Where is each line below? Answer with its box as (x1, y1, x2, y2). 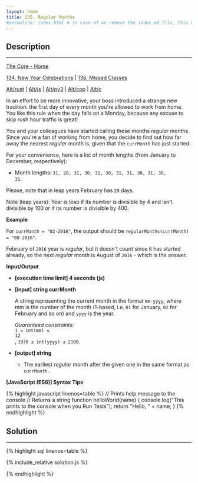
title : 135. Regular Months (6, 14, 75, 20)
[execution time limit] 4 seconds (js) (14, 274, 105, 281)
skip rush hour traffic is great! (6, 116, 78, 123)
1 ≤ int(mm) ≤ (14, 328, 49, 334)
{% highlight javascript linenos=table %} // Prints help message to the (6, 390, 176, 397)
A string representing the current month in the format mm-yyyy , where (14, 297, 182, 304)
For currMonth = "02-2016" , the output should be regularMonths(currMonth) (6, 228, 189, 235)
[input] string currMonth (14, 286, 77, 293)
